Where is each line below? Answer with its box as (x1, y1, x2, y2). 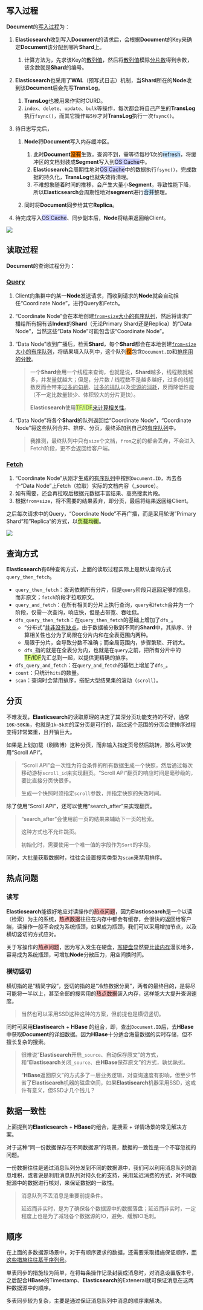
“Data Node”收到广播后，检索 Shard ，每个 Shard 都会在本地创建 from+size (14, 340, 196, 348)
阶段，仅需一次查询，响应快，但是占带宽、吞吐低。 (14, 609, 143, 616)
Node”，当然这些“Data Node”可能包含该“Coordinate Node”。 (14, 327, 167, 334)
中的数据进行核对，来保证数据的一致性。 (16, 1179, 118, 1186)
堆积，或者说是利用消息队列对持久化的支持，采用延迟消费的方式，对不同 (11, 1172, 192, 1179)
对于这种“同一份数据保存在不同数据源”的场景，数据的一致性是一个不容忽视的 (6, 1143, 196, 1150)
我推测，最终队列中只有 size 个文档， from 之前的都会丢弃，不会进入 (30, 437, 195, 444)
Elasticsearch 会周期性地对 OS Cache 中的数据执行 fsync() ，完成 (33, 166, 192, 173)
